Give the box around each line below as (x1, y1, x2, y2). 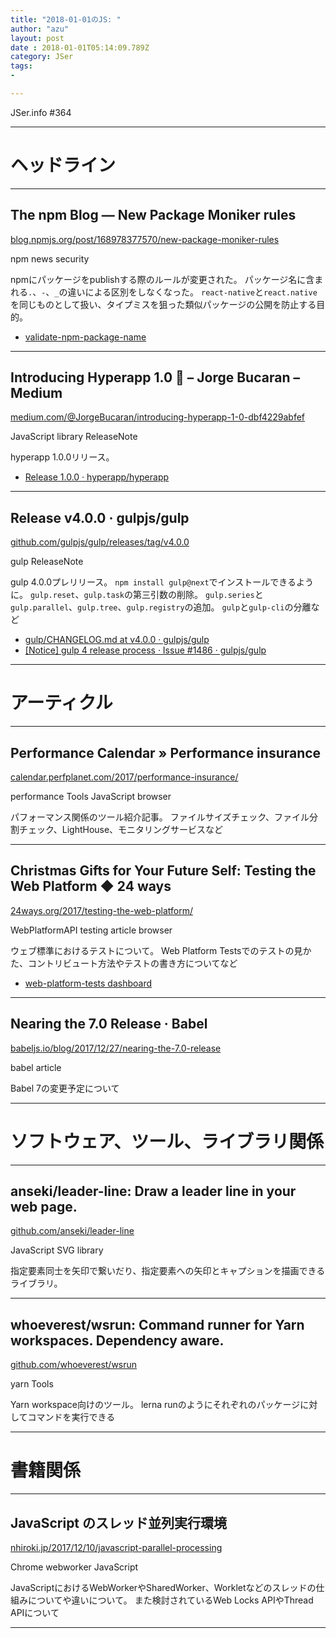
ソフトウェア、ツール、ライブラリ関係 (10, 1130, 325, 1153)
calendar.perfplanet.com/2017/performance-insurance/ (10, 771, 239, 783)
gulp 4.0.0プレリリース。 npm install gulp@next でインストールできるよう (10, 576, 315, 588)
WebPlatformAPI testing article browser (10, 924, 173, 936)
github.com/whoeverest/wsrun (10, 1359, 138, 1371)
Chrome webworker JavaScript (10, 1561, 139, 1573)
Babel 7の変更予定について (10, 1082, 120, 1094)
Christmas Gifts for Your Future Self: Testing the (10, 862, 317, 880)
